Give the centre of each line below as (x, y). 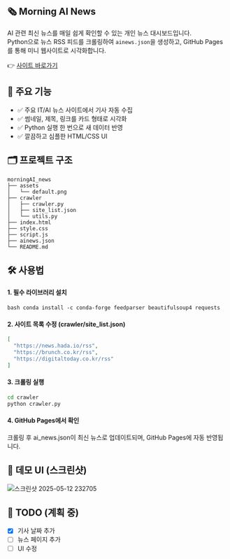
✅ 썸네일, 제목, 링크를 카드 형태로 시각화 (72, 118)
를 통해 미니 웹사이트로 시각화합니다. (57, 50)
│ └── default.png (37, 192)
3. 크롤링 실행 (26, 382)
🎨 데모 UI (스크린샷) (47, 470)
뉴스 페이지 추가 (39, 539)
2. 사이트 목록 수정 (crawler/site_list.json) (66, 324)
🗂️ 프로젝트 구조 (40, 161)
